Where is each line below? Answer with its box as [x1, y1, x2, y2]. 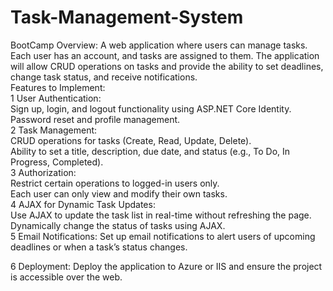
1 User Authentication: [10, 92, 102, 104]
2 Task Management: [10, 124, 98, 136]
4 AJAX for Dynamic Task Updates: [10, 198, 156, 210]
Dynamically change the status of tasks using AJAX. [10, 219, 226, 231]
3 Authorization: [10, 166, 77, 178]
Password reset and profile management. [10, 113, 181, 125]
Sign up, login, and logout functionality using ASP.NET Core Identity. [10, 102, 292, 115]
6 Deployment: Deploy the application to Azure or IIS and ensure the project [10, 260, 323, 272]
